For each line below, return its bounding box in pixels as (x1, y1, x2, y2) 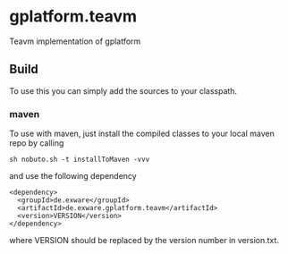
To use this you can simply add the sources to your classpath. (9, 85, 238, 96)
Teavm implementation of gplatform (9, 36, 141, 47)
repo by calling (9, 138, 64, 148)
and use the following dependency (9, 171, 137, 182)
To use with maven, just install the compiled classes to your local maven (9, 128, 275, 140)
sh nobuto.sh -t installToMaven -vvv (9, 155, 150, 165)
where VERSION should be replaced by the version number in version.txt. (9, 235, 280, 246)
